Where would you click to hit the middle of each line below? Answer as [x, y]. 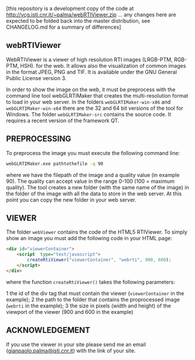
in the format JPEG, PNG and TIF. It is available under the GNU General [92, 72]
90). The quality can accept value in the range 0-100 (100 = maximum [90, 181]
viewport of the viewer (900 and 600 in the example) [70, 311]
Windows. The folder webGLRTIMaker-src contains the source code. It [89, 114]
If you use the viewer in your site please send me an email [76, 344]
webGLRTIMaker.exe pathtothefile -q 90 [55, 164]
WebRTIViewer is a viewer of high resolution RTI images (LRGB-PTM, [89, 59]
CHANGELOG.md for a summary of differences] [64, 27]
